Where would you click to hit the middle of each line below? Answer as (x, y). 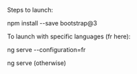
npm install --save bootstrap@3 (52, 23)
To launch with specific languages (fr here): (69, 36)
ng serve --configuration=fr (46, 50)
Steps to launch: (30, 10)
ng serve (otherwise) (37, 63)
